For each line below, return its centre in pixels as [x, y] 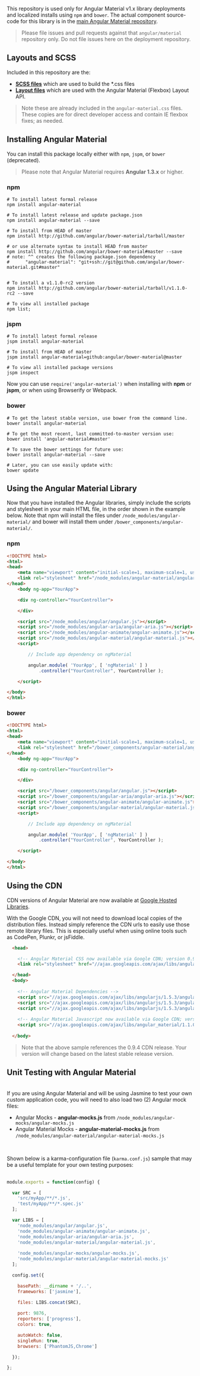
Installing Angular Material [57, 140]
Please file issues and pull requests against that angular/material [101, 33]
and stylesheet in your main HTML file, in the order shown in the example [96, 509]
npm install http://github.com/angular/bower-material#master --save [95, 252]
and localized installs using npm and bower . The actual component [86, 15]
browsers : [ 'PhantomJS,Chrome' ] [57, 1346]
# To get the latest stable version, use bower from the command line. [97, 418]
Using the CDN [35, 886]
